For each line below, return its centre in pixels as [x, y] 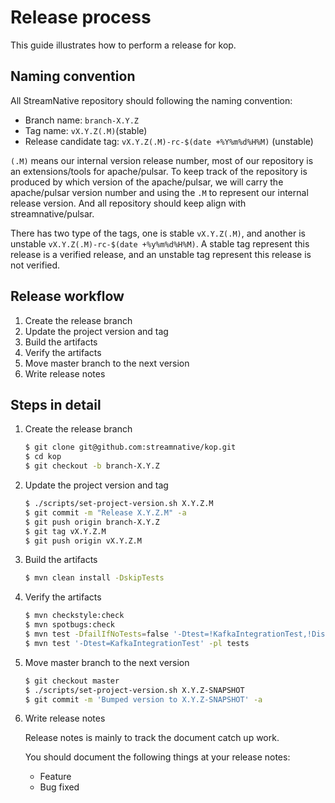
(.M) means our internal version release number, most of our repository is [162, 160]
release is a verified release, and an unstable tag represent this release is [161, 254]
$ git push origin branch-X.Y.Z [92, 522]
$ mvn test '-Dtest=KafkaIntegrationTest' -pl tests [137, 643]
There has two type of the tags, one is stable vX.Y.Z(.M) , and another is [158, 233]
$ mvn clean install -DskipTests [94, 578]
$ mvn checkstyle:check [74, 616]
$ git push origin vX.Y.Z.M [83, 541]
